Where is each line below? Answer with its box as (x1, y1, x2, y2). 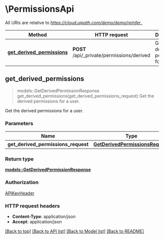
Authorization (5, 179, 39, 186)
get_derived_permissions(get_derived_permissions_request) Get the (17, 93, 155, 99)
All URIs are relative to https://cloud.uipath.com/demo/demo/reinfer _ (5, 20, 143, 26)
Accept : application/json (12, 218, 62, 224)
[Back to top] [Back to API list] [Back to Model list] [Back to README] (5, 228, 144, 234)
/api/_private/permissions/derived (72, 52, 150, 58)
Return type (5, 156, 34, 162)
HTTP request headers (5, 202, 60, 209)
